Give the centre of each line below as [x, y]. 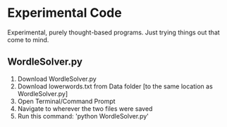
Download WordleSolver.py [57, 79]
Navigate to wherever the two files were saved [85, 108]
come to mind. [28, 39]
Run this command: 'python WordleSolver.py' [83, 116]
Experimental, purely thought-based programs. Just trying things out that [114, 32]
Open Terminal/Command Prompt [66, 101]
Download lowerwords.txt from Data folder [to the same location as [115, 86]
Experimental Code [65, 13]
